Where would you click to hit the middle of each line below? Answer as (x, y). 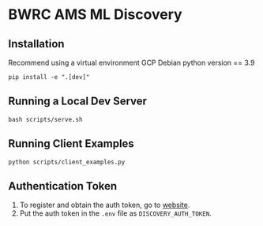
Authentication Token (63, 186)
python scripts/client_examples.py (67, 162)
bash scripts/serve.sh (45, 119)
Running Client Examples (71, 144)
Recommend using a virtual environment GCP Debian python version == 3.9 (131, 62)
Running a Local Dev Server (78, 102)
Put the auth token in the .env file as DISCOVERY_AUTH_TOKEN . (115, 213)
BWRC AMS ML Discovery (96, 15)
